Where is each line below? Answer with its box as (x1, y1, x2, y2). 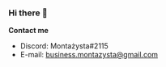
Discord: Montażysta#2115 (19, 41, 109, 51)
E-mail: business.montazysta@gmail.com (19, 50, 159, 60)
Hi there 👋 (8, 7, 49, 19)
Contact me (8, 26, 49, 36)
